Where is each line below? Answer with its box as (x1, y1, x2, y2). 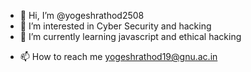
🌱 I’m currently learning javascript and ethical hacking (19, 31, 242, 42)
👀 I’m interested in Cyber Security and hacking (19, 20, 212, 32)
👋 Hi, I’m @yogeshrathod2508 (19, 10, 145, 21)
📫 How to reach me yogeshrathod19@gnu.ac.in (19, 51, 218, 62)
